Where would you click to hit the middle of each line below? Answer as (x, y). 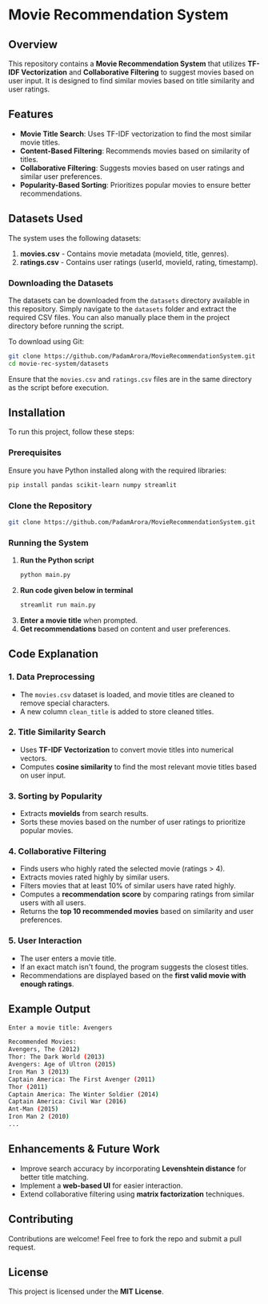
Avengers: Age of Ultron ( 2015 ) (62, 1065)
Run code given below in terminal (76, 590)
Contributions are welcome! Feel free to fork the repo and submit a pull (125, 1238)
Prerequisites (35, 453)
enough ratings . (47, 984)
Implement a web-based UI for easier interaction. (101, 1185)
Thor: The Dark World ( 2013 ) (57, 1057)
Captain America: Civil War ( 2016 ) (68, 1102)
